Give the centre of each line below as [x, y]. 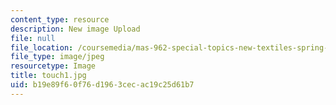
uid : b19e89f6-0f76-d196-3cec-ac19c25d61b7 [102, 85]
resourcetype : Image [53, 66]
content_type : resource [60, 19]
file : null [33, 38]
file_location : [42, 47]
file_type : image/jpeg [57, 57]
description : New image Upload [75, 29]
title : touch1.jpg [48, 76]
